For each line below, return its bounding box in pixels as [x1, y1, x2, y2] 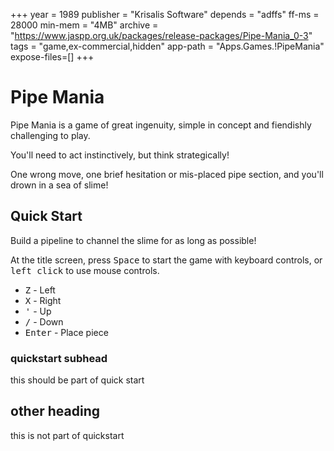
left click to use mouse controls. [10, 264, 160, 276]
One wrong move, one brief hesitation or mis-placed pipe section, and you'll [10, 168, 324, 180]
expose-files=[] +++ [10, 51, 95, 63]
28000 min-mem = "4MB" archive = [10, 19, 159, 31]
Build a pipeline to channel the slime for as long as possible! [10, 234, 257, 246]
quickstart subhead [10, 351, 108, 365]
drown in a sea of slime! [10, 179, 109, 191]
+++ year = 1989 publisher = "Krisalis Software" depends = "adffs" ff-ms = [10, 9, 320, 20]
